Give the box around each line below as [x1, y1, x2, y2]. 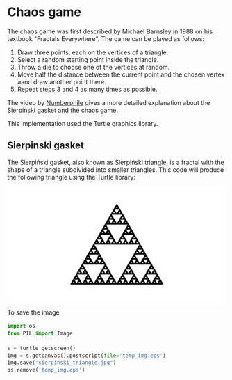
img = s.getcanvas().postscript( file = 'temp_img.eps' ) [7, 352, 167, 359]
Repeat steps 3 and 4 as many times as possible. [17, 85, 158, 93]
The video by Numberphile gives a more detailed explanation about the [7, 98, 210, 106]
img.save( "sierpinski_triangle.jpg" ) [7, 359, 117, 366]
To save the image [7, 308, 60, 317]
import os [7, 323, 36, 330]
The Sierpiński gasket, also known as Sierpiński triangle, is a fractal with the [7, 158, 224, 166]
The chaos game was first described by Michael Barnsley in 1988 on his [7, 27, 213, 35]
